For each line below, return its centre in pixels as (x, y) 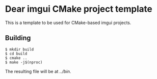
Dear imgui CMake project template (79, 9)
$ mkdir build (20, 49)
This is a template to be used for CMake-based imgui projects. (68, 23)
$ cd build (16, 53)
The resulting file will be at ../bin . (38, 71)
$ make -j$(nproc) (24, 62)
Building (18, 38)
